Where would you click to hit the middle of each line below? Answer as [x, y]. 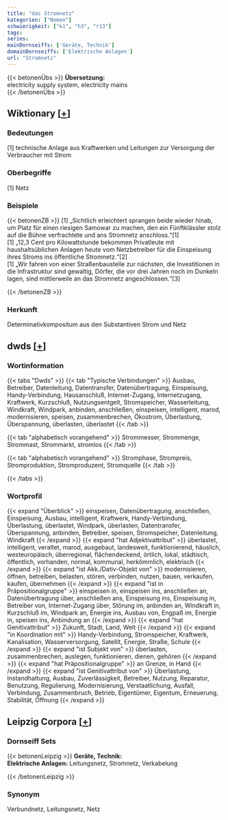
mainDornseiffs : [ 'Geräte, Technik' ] [61, 45]
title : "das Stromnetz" [41, 13]
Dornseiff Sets [31, 741]
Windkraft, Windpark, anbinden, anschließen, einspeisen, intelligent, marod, [114, 410]
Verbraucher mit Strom [39, 155]
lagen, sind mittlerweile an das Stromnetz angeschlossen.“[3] [94, 279]
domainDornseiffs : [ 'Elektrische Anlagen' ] [70, 52]
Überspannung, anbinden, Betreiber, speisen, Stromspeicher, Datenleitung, [113, 533]
